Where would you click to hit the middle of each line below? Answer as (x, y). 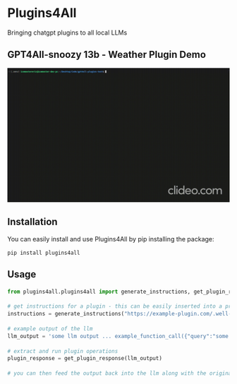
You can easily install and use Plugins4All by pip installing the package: (111, 239)
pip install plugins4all (44, 253)
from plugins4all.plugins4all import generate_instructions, (99, 292)
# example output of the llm (50, 329)
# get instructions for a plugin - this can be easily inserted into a (115, 306)
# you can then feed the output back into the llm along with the (107, 373)
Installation (32, 222)
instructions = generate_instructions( (66, 314)
